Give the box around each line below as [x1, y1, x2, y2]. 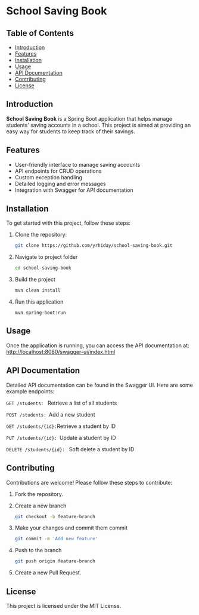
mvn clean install [14, 287, 61, 293]
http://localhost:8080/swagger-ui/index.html [6, 348, 116, 355]
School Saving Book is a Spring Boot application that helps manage [6, 115, 173, 122]
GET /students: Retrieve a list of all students [6, 399, 117, 406]
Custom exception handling [14, 173, 82, 180]
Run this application [14, 298, 64, 305]
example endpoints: [6, 387, 55, 395]
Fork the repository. [14, 490, 64, 497]
